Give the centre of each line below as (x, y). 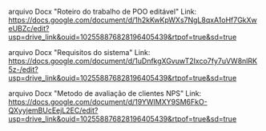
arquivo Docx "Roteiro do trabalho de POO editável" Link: (103, 12)
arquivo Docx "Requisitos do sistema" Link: (79, 52)
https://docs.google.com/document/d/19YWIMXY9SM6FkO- (108, 102)
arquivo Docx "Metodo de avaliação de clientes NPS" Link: (105, 93)
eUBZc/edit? (29, 28)
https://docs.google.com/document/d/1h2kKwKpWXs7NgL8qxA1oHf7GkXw (133, 20)
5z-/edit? (23, 69)
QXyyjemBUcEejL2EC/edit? (53, 110)
